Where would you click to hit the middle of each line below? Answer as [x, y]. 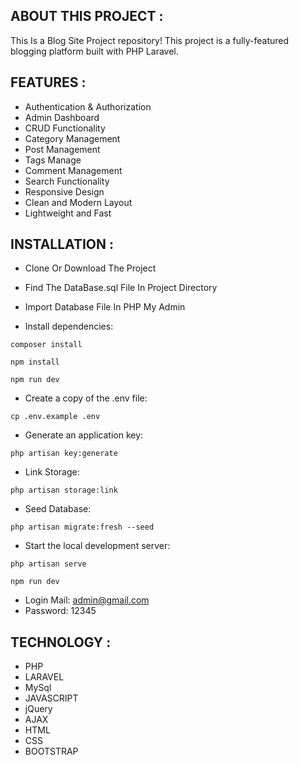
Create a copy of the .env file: [86, 398]
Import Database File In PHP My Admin [105, 307]
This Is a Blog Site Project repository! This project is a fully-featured [150, 40]
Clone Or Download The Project [90, 268]
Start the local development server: [97, 546]
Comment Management [73, 170]
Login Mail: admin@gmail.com [87, 600]
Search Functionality [67, 181]
